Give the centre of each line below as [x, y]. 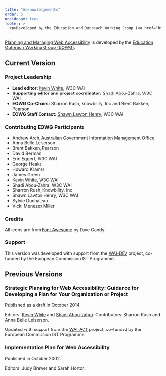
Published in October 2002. [33, 358]
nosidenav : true [22, 19]
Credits [14, 219]
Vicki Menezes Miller [34, 206]
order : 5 [14, 14]
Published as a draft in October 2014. [43, 305]
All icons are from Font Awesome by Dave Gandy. [55, 230]
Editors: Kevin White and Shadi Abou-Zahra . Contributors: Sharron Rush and [83, 315]
